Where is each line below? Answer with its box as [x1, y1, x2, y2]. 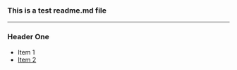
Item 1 [17, 48, 35, 56]
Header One [7, 32, 49, 42]
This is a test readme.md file [7, 6, 107, 15]
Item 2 [17, 55, 37, 64]
